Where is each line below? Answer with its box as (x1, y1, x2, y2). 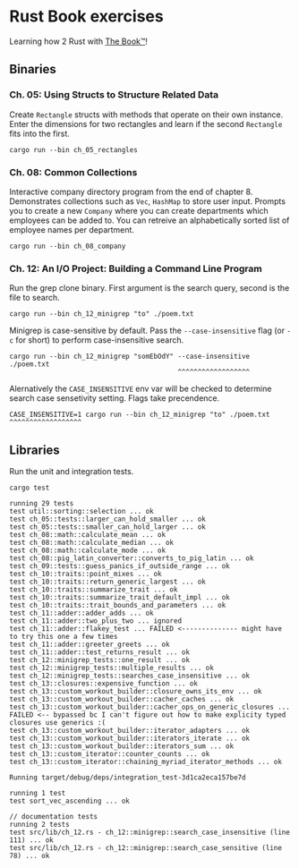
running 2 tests (9, 821, 70, 830)
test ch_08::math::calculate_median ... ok (9, 539, 175, 548)
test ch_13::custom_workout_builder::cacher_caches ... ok (9, 695, 235, 704)
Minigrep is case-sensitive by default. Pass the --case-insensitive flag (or (9, 325, 285, 336)
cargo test (9, 483, 50, 493)
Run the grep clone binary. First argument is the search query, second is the (9, 283, 290, 294)
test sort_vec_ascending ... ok (9, 796, 130, 806)
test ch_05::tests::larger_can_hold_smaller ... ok (9, 515, 206, 524)
